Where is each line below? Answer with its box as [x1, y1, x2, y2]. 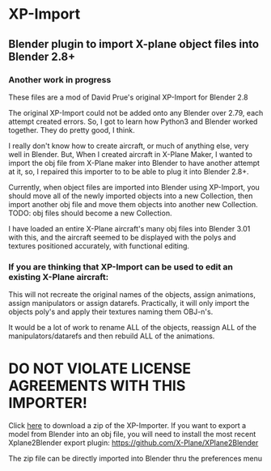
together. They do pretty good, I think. [8, 125, 135, 134]
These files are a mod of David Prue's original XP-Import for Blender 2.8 [8, 92, 248, 102]
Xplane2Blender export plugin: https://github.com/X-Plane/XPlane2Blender [8, 438, 259, 448]
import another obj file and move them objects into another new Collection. [8, 199, 258, 209]
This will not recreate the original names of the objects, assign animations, [8, 290, 256, 299]
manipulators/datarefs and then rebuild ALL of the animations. [8, 331, 215, 341]
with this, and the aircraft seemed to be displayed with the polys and [8, 232, 236, 242]
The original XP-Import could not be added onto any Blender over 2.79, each [8, 108, 264, 117]
